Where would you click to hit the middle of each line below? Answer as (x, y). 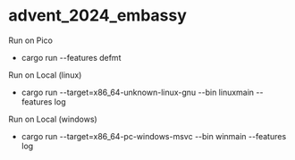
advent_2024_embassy (97, 16)
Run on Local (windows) (53, 119)
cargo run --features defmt (71, 57)
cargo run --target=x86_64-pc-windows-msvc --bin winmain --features (154, 136)
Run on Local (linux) (45, 75)
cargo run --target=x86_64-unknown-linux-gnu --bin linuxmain (138, 92)
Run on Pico (30, 40)
